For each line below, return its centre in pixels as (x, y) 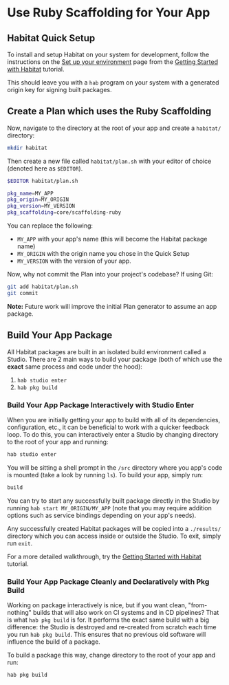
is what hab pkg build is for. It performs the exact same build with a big (108, 620)
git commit (23, 293)
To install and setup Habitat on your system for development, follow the (108, 54)
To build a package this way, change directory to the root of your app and (111, 655)
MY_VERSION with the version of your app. (74, 261)
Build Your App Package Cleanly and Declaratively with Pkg (108, 581)
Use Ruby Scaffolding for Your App (109, 13)
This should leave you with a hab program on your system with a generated (113, 83)
